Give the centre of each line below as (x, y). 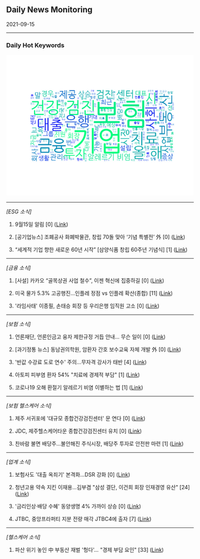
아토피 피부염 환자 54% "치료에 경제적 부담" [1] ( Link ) (77, 375)
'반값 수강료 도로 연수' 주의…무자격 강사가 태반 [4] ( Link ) (81, 362)
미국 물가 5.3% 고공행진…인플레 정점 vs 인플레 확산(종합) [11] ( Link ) (94, 293)
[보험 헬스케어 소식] (29, 406)
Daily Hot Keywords (35, 45)
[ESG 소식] (19, 212)
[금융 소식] (18, 268)
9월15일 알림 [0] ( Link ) (41, 224)
